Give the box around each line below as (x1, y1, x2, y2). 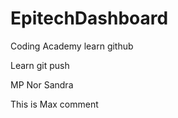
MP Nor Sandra (10, 78, 74, 91)
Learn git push (10, 59, 70, 71)
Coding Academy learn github (10, 40, 134, 52)
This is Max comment (10, 98, 99, 110)
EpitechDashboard (10, 7, 169, 30)
